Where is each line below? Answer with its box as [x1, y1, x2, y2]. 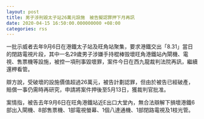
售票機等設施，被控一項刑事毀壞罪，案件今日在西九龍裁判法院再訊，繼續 [16, 58, 198, 65]
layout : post [6, 8, 39, 15]
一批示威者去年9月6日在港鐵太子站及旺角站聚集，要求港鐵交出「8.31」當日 [6, 43, 193, 50]
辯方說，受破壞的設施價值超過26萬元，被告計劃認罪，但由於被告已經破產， [6, 79, 194, 86]
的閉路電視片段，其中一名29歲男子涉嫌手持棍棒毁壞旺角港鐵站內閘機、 [6, 51, 183, 58]
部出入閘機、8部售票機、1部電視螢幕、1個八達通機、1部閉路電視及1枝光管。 [6, 106, 194, 114]
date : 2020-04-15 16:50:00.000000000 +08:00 [6, 20, 121, 26]
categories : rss [6, 25, 47, 32]
